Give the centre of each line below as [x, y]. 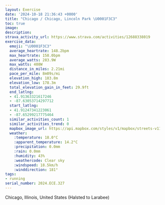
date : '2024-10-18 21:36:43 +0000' [41, 14]
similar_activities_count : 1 [39, 119]
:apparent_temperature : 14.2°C [46, 142]
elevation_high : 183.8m [34, 78]
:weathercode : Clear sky [39, 160]
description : [18, 32]
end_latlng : [22, 92]
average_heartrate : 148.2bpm [39, 51]
